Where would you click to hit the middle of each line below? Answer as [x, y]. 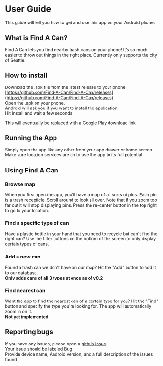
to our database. [21, 273]
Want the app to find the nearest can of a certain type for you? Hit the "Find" [82, 301]
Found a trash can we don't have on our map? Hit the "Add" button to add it [81, 267]
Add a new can [23, 257]
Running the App [31, 138]
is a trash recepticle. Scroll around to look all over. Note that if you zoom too [81, 200]
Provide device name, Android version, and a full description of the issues [79, 354]
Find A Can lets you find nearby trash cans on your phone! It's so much [76, 49]
